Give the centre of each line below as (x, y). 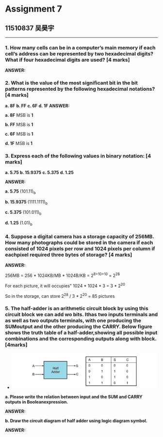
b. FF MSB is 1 (19, 124)
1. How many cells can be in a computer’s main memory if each (80, 48)
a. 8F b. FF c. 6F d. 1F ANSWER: (37, 106)
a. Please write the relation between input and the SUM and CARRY (74, 397)
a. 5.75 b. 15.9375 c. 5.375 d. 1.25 (40, 172)
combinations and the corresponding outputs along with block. (81, 339)
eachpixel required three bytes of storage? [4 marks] (69, 255)
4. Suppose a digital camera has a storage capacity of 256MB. (80, 236)
